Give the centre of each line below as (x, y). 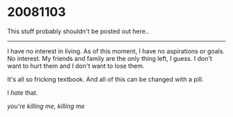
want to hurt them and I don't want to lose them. (76, 66)
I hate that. (23, 92)
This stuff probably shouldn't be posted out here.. (78, 31)
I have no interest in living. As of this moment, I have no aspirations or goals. (116, 51)
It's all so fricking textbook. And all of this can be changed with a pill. (105, 79)
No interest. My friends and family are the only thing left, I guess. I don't (110, 58)
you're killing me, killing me (46, 106)
